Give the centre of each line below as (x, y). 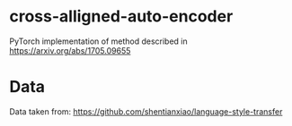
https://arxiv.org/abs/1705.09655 (70, 50)
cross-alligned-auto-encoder (121, 17)
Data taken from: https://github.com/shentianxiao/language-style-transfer (146, 111)
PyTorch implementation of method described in (99, 41)
